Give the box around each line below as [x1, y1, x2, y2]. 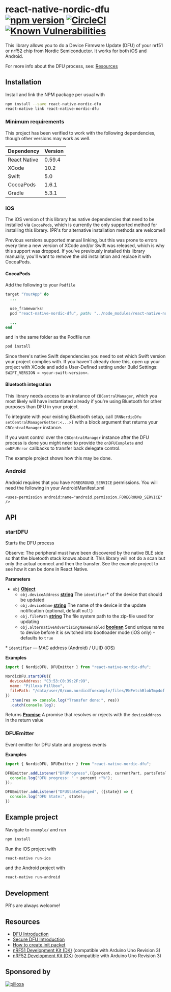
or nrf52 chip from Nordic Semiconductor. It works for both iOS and [5, 48, 147, 54]
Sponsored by [5, 967, 51, 976]
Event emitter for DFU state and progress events [5, 741, 107, 747]
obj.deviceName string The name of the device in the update [20, 602, 147, 608]
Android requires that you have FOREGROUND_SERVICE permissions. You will [5, 479, 158, 486]
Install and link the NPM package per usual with [5, 91, 105, 98]
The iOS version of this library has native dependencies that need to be [5, 216, 155, 223]
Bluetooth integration [5, 381, 52, 387]
